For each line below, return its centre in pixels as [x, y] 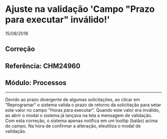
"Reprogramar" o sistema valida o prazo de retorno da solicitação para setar [83, 105]
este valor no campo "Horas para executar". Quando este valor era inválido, [83, 110]
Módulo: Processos [36, 83]
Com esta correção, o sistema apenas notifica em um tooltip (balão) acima [82, 121]
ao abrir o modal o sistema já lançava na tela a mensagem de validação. [79, 115]
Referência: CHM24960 [43, 66]
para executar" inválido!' [58, 20]
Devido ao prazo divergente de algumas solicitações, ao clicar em [73, 99]
